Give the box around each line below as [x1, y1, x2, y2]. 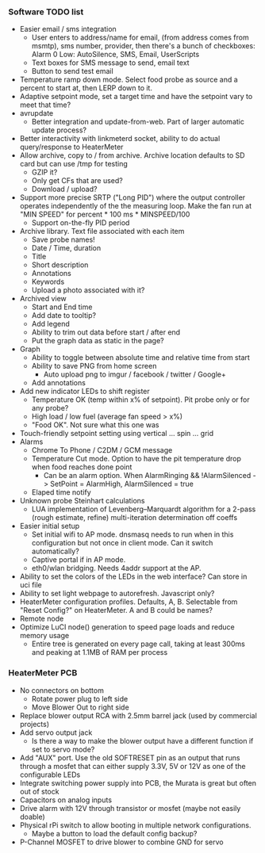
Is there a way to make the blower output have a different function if [31, 736, 254, 745]
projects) [19, 719, 50, 729]
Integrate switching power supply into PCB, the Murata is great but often [19, 778, 256, 787]
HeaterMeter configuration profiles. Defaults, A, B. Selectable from [19, 597, 238, 606]
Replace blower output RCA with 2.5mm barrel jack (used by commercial [19, 710, 258, 720]
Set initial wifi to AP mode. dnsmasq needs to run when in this [31, 530, 234, 539]
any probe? [31, 404, 69, 413]
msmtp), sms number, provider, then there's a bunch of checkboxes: [31, 41, 255, 51]
